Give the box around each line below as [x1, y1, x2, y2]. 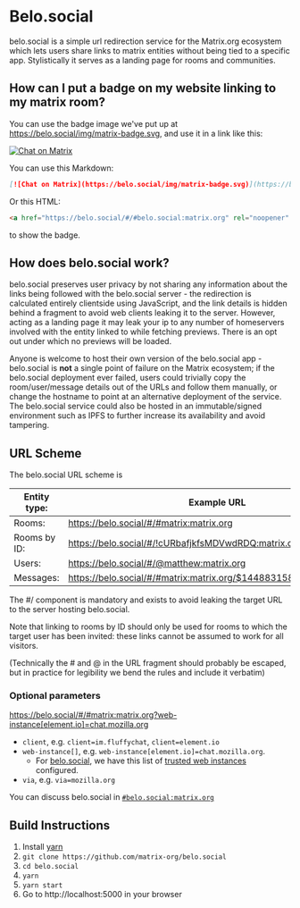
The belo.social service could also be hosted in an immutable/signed [9, 400, 262, 412]
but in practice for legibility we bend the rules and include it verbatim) [9, 668, 265, 678]
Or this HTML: [9, 196, 61, 206]
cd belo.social [21, 862, 79, 871]
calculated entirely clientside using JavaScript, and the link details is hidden [9, 298, 287, 309]
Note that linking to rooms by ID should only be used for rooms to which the [9, 621, 287, 632]
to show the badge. [9, 230, 80, 240]
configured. [35, 765, 79, 776]
